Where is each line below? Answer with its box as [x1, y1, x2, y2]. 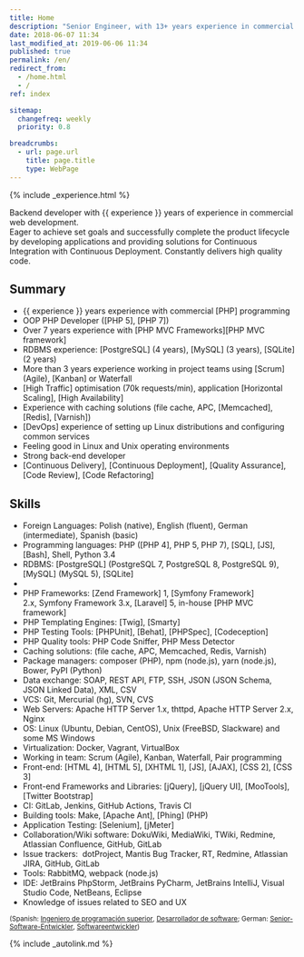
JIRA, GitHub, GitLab [22, 858, 100, 869]
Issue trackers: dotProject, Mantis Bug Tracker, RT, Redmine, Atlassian [22, 849, 289, 860]
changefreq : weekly [17, 115, 92, 124]
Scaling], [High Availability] [22, 393, 124, 404]
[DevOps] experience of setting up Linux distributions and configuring [22, 422, 285, 433]
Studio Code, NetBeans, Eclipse [22, 887, 142, 898]
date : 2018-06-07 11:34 [9, 30, 100, 39]
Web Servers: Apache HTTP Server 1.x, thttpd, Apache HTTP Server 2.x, [22, 703, 294, 714]
